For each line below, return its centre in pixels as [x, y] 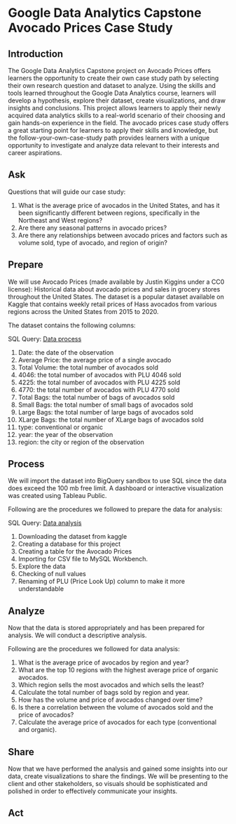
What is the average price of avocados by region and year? [103, 662]
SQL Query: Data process [45, 339]
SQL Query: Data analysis [45, 523]
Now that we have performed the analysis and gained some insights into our [118, 769]
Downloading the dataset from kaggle [72, 537]
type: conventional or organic [61, 427]
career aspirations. [35, 153]
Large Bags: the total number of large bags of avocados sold [105, 412]
